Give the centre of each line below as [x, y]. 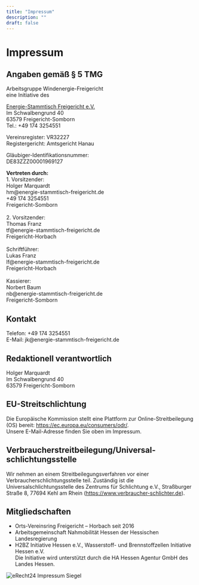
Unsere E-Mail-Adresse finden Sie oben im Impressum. [74, 431]
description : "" [26, 17]
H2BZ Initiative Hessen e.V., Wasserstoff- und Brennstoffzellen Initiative [103, 545]
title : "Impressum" [30, 12]
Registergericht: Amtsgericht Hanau [50, 143]
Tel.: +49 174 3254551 [33, 125]
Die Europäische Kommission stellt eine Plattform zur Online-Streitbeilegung [100, 418]
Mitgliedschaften [39, 512]
